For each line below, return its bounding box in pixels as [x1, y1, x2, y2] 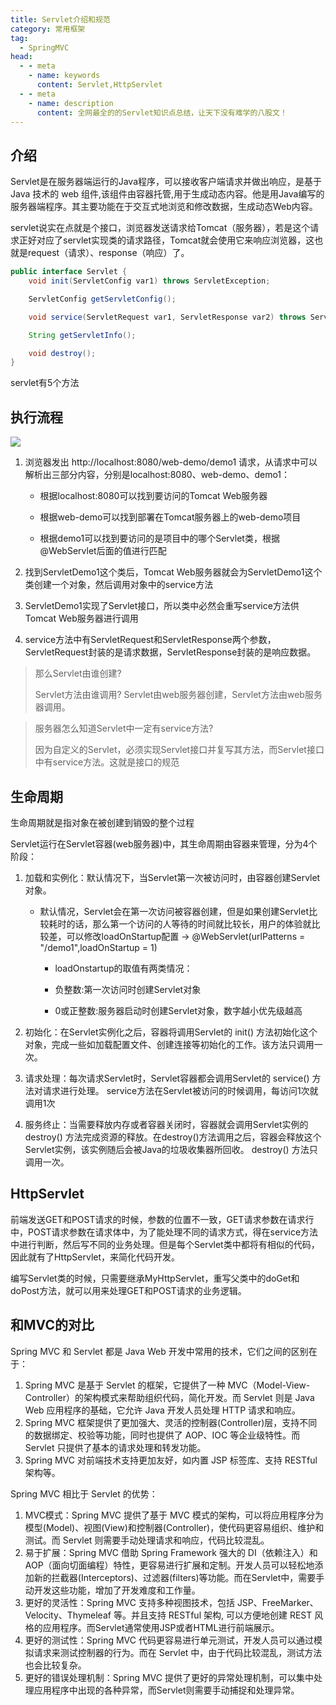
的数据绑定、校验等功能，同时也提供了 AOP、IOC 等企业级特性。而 [24, 1429, 301, 1441]
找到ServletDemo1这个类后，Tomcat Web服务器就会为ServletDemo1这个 [24, 566, 323, 578]
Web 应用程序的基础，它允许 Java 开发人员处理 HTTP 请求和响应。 [24, 1404, 302, 1416]
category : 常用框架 [10, 24, 86, 34]
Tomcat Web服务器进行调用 [24, 612, 139, 625]
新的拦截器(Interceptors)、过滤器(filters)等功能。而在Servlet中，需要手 [33, 1571, 325, 1583]
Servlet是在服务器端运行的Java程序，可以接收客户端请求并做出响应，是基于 [10, 176, 323, 188]
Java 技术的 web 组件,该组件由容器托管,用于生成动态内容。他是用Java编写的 [10, 188, 325, 200]
